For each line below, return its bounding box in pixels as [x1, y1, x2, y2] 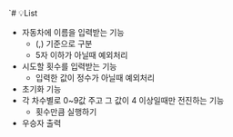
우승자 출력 [21, 118, 62, 128]
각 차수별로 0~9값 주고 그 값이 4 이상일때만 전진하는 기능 [21, 95, 225, 105]
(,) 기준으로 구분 [35, 38, 93, 49]
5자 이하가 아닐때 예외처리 [35, 50, 128, 60]
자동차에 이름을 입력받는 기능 [21, 27, 125, 37]
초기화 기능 [21, 83, 62, 94]
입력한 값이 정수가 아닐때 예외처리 [35, 73, 156, 83]
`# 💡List [8, 8, 38, 18]
